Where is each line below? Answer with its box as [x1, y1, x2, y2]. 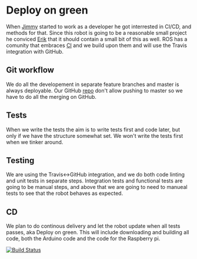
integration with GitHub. [6, 48, 64, 55]
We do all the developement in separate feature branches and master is [6, 81, 179, 88]
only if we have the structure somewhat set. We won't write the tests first [6, 132, 183, 139]
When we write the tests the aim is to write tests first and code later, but [6, 126, 181, 133]
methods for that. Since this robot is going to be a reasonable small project [6, 29, 187, 36]
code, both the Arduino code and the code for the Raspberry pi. [6, 235, 161, 242]
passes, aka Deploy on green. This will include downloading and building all [6, 229, 189, 236]
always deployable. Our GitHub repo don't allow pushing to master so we [6, 87, 183, 94]
